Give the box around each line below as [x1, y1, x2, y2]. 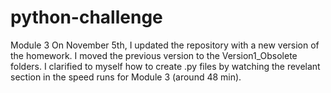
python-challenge [10, 6, 163, 29]
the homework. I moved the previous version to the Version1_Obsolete [10, 49, 298, 61]
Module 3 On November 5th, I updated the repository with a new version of [10, 39, 320, 51]
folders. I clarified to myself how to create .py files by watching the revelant [10, 60, 321, 72]
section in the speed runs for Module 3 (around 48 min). [10, 71, 242, 83]
